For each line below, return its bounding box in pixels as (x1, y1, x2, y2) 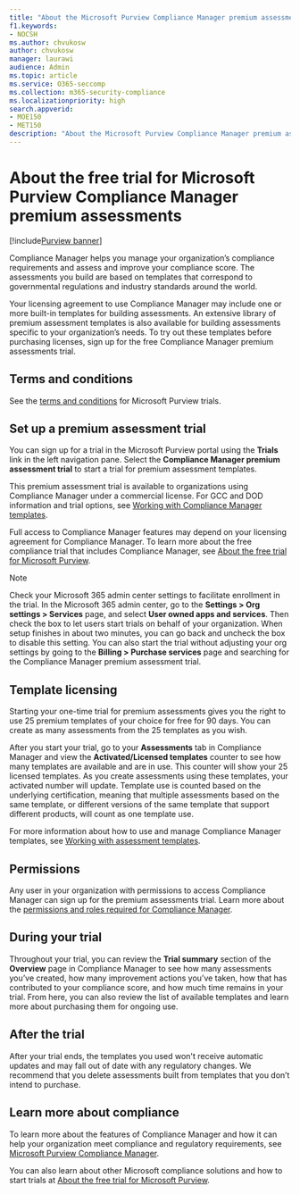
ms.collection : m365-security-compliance (9, 88, 166, 96)
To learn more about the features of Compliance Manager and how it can (9, 1129, 278, 1140)
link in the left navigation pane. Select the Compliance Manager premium (9, 455, 281, 465)
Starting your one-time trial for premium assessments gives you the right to (9, 706, 286, 717)
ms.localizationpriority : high (9, 96, 126, 105)
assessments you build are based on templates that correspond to (9, 271, 253, 282)
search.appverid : (9, 104, 74, 113)
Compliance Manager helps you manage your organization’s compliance (9, 252, 275, 263)
